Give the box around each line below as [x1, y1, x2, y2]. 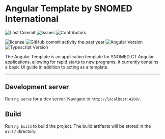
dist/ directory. [5, 128, 37, 134]
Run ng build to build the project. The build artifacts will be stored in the [5, 123, 151, 129]
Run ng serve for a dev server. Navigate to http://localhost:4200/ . [5, 96, 141, 102]
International [5, 13, 59, 24]
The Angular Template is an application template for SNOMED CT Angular [5, 53, 154, 59]
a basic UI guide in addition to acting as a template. [5, 64, 109, 70]
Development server [5, 83, 69, 91]
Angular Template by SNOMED [5, 3, 133, 14]
